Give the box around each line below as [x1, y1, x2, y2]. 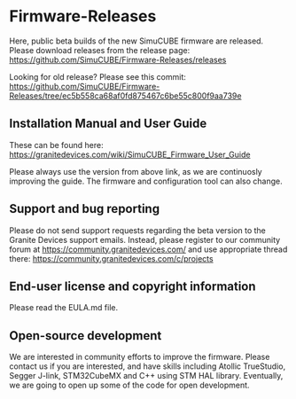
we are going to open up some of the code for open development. [9, 379, 250, 391]
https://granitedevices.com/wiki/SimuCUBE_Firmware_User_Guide [9, 149, 251, 160]
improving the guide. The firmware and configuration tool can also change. [9, 176, 283, 186]
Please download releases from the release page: [9, 44, 191, 55]
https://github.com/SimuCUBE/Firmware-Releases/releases [9, 54, 227, 65]
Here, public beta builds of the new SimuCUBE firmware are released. [9, 35, 264, 46]
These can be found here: [9, 139, 104, 150]
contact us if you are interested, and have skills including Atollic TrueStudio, [9, 361, 286, 372]
